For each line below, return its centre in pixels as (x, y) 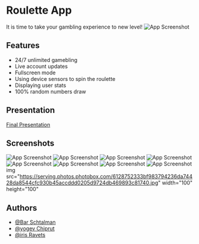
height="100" (22, 189)
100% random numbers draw (50, 91)
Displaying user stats (40, 85)
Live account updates (41, 66)
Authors (22, 208)
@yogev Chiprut (35, 229)
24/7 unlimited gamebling (46, 60)
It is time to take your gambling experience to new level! (74, 27)
